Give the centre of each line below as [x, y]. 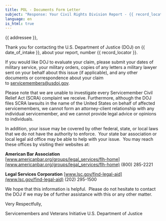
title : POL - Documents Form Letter [43, 10]
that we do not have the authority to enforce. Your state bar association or [81, 134]
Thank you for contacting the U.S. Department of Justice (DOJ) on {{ [75, 47]
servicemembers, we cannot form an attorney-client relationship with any [80, 109]
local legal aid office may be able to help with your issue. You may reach [79, 139]
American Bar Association [33, 154]
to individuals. [19, 119]
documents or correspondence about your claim [54, 78]
